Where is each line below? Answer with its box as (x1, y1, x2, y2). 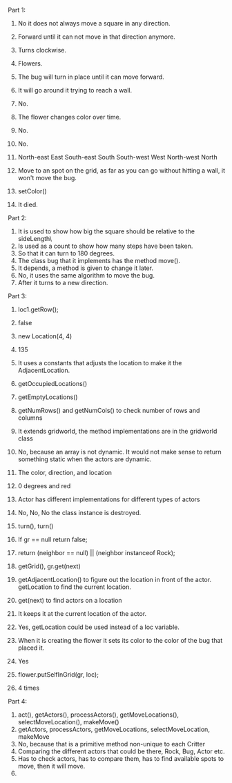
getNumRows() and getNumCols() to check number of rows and (17, 407, 200, 414)
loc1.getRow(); (17, 305, 59, 313)
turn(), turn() (17, 522, 54, 530)
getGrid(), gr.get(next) (17, 562, 81, 570)
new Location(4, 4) (17, 332, 72, 340)
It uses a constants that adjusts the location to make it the (17, 359, 182, 367)
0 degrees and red (17, 482, 71, 490)
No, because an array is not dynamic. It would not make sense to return (17, 448, 222, 456)
